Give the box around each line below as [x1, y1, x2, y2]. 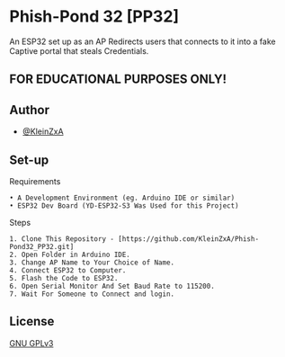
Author [9, 102, 49, 118]
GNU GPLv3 [9, 337, 54, 348]
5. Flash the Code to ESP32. [9, 273, 119, 282]
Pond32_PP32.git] [9, 242, 75, 251]
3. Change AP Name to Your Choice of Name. [9, 258, 175, 267]
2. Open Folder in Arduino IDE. [9, 250, 130, 259]
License [9, 314, 55, 329]
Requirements [9, 175, 61, 186]
